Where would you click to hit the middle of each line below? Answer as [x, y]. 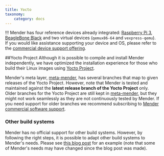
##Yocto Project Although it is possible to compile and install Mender [75, 58]
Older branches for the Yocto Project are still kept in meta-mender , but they [81, 93]
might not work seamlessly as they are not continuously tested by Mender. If [82, 99]
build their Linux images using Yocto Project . [50, 68]
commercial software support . [35, 109]
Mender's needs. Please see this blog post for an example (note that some [80, 143]
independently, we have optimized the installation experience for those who [81, 63]
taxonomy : [15, 14]
